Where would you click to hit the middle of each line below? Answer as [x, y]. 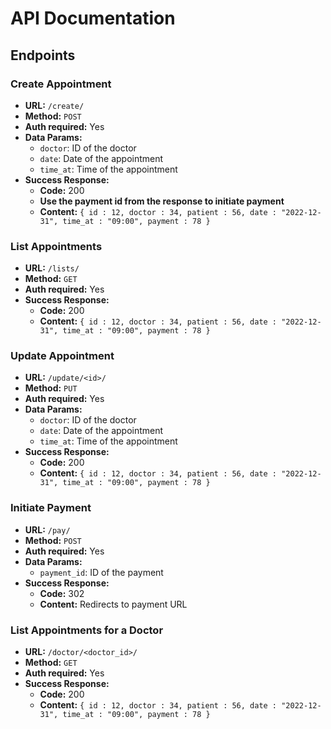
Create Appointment [61, 84]
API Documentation [93, 18]
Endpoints [43, 55]
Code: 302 [62, 593]
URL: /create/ [54, 105]
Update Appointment [62, 356]
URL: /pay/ [47, 529]
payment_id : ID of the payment [101, 572]
